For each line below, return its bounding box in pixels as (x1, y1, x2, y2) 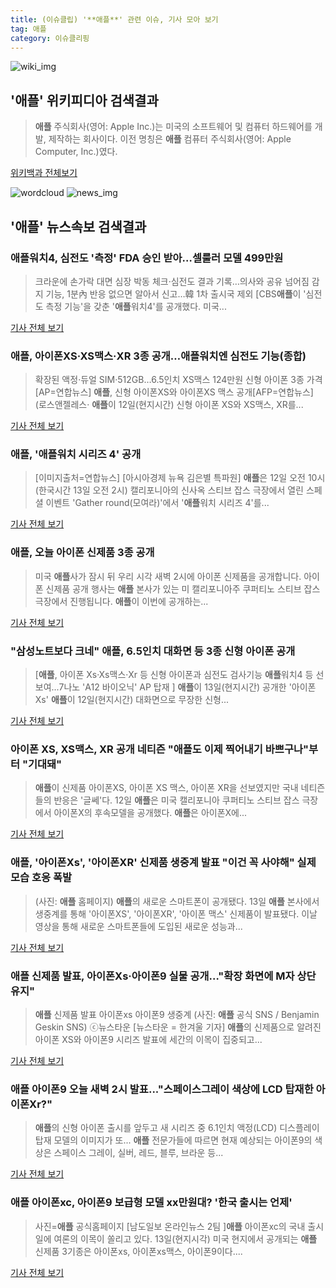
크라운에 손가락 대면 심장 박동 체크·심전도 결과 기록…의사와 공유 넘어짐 (34, 275, 310, 287)
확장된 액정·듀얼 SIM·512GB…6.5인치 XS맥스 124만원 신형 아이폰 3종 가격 (34, 374, 323, 386)
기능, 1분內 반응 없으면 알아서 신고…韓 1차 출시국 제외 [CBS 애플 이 (45, 287, 302, 300)
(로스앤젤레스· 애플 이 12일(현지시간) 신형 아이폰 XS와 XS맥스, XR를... (34, 399, 304, 411)
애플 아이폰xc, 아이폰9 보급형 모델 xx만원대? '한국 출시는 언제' (10, 1196, 293, 1210)
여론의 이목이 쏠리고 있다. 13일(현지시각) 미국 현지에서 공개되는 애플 (53, 1232, 318, 1245)
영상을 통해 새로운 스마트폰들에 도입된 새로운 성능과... (34, 920, 243, 932)
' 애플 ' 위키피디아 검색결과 (10, 92, 159, 109)
